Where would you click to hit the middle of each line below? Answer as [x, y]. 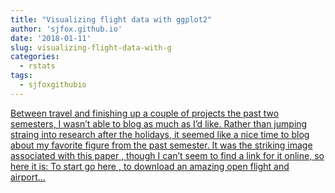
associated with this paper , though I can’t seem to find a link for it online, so [167, 155]
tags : [21, 76]
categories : [35, 57]
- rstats [37, 66]
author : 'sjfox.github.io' [66, 29]
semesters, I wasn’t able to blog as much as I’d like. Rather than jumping [159, 123]
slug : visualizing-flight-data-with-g [91, 47]
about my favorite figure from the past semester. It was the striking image [161, 145]
